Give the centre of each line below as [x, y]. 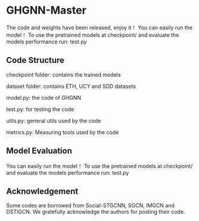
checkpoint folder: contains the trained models [63, 74]
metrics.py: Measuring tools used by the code [63, 132]
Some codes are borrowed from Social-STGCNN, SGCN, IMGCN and [90, 206]
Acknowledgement [42, 191]
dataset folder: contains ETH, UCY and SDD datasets [71, 86]
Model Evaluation [39, 151]
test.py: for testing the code [40, 109]
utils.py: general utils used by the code [54, 121]
